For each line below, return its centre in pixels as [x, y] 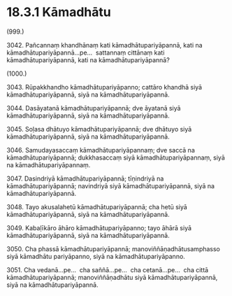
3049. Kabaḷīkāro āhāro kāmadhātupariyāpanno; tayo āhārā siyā [99, 227]
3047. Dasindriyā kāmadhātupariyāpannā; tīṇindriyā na [85, 178]
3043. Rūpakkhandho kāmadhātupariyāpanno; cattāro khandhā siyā [104, 87]
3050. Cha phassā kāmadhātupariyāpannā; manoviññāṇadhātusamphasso [114, 248]
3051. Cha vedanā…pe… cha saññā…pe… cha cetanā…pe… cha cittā [108, 269]
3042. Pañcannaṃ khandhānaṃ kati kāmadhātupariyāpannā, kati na [105, 45]
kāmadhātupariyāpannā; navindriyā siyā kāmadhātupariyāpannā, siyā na [110, 185]
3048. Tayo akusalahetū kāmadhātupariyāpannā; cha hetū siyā [97, 206]
